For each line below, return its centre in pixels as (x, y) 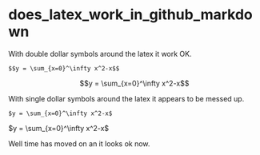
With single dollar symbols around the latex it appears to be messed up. (126, 98)
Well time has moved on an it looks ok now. (79, 143)
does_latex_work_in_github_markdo (131, 15)
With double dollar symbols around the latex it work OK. (100, 54)
